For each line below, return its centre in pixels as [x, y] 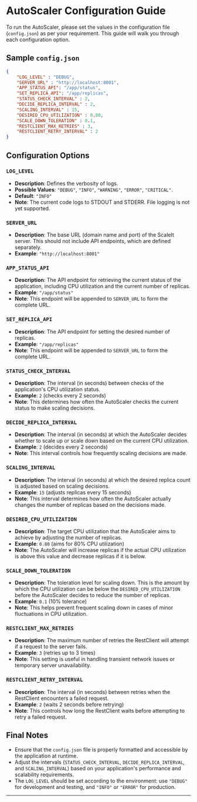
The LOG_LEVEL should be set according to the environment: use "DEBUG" [101, 781]
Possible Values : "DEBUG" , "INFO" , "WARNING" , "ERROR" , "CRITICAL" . [94, 190]
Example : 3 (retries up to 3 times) [55, 653]
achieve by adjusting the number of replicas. [68, 537]
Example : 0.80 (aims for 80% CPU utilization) [69, 544]
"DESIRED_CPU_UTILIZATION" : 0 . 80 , [60, 115]
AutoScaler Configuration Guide [86, 11]
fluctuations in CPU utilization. [51, 614]
